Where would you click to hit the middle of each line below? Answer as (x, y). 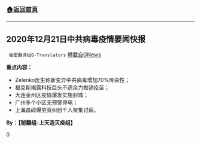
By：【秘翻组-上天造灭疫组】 (41, 123)
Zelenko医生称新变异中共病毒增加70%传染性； (72, 80)
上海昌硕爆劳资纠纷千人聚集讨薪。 (57, 110)
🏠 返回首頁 (22, 9)
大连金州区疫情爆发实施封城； (51, 95)
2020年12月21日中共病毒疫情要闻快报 (76, 39)
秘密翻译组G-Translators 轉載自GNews (55, 54)
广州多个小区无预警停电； (46, 102)
